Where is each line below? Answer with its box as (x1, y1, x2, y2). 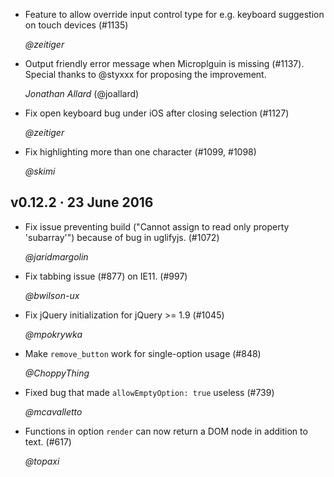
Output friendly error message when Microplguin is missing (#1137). (24, 58, 305, 69)
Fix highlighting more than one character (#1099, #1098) (24, 146, 257, 158)
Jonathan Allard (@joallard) (24, 88, 140, 99)
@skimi (24, 165, 56, 177)
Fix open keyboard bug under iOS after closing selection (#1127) (24, 107, 290, 119)
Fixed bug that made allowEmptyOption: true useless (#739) (24, 386, 275, 398)
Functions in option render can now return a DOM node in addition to (24, 425, 308, 437)
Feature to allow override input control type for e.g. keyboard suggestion (24, 9, 325, 20)
